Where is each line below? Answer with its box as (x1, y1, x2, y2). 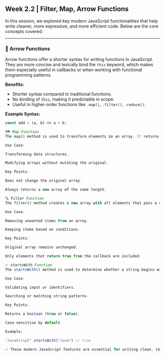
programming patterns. (5, 72, 52, 78)
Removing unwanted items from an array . (5, 218, 89, 223)
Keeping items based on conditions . (5, 227, 80, 232)
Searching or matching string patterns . (5, 294, 89, 299)
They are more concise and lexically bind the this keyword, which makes (5, 62, 153, 68)
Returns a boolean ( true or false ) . (5, 311, 80, 317)
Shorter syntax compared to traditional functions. (12, 91, 112, 97)
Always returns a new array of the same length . (5, 187, 107, 192)
